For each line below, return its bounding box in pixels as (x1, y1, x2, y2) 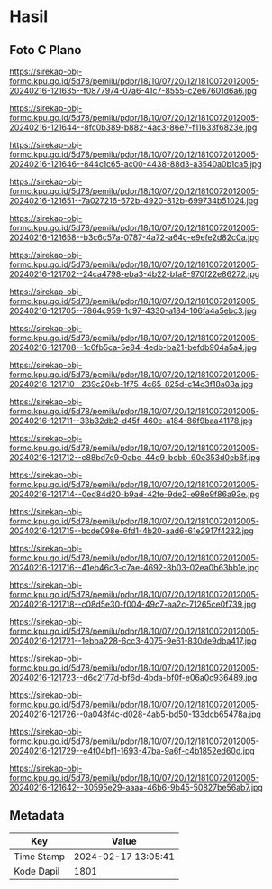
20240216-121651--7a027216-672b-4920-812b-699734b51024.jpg (9, 196, 258, 206)
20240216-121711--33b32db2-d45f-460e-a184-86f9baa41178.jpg (9, 415, 253, 426)
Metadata (9, 808, 65, 823)
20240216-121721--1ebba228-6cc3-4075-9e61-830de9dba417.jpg (9, 635, 257, 646)
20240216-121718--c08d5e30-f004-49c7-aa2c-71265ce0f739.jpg (9, 598, 257, 609)
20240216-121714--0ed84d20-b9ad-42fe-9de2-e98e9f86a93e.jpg (9, 489, 260, 499)
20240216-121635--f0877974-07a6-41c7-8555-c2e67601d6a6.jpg (9, 86, 257, 96)
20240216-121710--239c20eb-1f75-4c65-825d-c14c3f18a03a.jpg (9, 379, 254, 389)
